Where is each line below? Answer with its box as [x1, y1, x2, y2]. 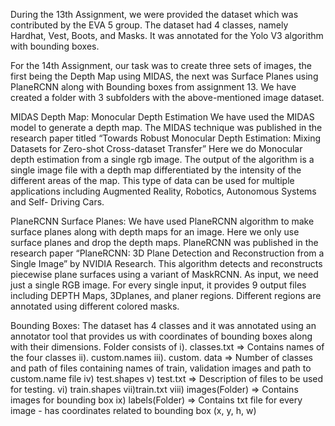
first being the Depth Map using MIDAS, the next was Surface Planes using [10, 70, 319, 82]
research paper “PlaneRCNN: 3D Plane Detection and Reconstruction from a [10, 247, 325, 259]
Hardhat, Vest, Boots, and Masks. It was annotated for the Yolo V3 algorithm [10, 30, 324, 41]
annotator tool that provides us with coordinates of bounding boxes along [10, 330, 313, 342]
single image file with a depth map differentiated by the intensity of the [10, 164, 302, 176]
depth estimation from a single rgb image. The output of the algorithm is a [10, 154, 315, 165]
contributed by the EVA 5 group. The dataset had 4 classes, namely [10, 19, 289, 31]
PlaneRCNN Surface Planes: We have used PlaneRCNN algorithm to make [10, 215, 315, 227]
